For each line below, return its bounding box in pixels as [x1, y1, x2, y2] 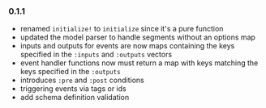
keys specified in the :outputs [19, 67, 121, 77]
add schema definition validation [19, 93, 130, 102]
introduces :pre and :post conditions [19, 75, 144, 85]
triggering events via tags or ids [19, 84, 127, 93]
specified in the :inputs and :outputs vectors [19, 50, 173, 60]
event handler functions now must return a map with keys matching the [19, 58, 259, 68]
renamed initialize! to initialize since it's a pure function [19, 24, 224, 34]
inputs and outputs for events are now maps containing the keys [19, 41, 235, 51]
